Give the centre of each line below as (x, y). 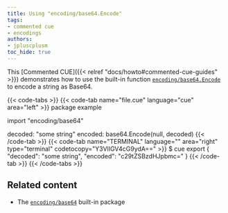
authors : (20, 39)
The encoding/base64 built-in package (71, 202)
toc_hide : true (29, 53)
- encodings (24, 33)
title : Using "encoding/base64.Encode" (65, 13)
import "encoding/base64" (46, 120)
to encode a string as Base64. (50, 86)
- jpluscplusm (28, 46)
